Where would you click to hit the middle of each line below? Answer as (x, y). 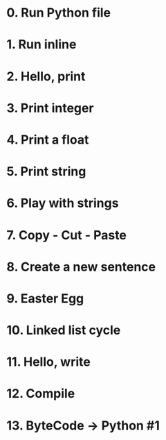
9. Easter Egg (45, 298)
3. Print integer (50, 108)
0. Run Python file (59, 13)
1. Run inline (41, 45)
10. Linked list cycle (64, 330)
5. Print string (46, 172)
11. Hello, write (48, 362)
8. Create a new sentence (81, 267)
